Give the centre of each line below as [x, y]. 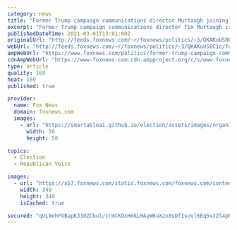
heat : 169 [22, 79]
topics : [19, 151]
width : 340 [36, 190]
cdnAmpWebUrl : [28, 60]
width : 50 [40, 131]
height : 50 [42, 138]
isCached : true [42, 203]
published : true [31, 86]
